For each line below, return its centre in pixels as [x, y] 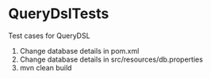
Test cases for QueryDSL [49, 36]
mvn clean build [46, 67]
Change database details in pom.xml [79, 51]
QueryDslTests [59, 14]
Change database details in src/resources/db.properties [111, 59]
